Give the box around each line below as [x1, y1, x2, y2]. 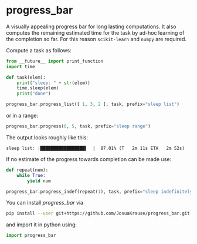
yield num [27, 178, 51, 184]
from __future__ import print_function [6, 58, 104, 64]
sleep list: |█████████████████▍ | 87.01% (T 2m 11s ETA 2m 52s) [6, 145, 185, 151]
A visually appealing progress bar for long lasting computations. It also [6, 23, 176, 30]
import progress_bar [6, 233, 57, 239]
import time [6, 63, 35, 69]
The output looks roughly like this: [6, 133, 88, 141]
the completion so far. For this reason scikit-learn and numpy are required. [6, 35, 186, 42]
